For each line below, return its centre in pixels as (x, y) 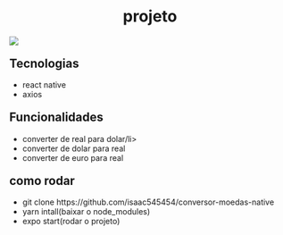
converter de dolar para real (74, 148)
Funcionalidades (57, 117)
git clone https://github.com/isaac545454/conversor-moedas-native (148, 202)
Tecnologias (44, 63)
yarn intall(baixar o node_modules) (86, 212)
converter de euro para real (73, 157)
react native (44, 85)
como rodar (42, 180)
